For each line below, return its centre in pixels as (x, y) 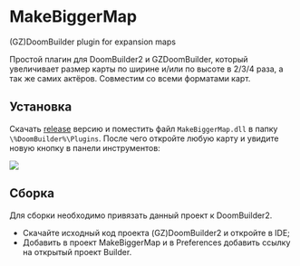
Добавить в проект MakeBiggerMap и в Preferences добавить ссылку (156, 242)
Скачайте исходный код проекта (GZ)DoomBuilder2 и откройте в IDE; (156, 233)
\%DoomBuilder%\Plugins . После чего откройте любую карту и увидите (144, 138)
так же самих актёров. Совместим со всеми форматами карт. (130, 78)
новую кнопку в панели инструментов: (85, 147)
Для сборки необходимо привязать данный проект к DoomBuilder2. (141, 215)
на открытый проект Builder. (77, 252)
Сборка (32, 193)
